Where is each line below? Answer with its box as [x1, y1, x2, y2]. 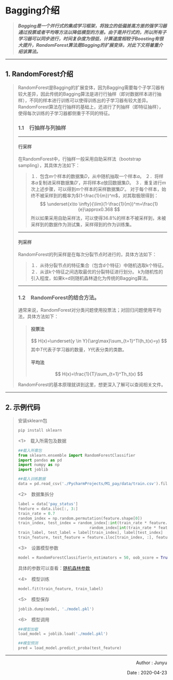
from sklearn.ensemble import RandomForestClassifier [17, 453, 136, 458]
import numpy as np [17, 462, 60, 468]
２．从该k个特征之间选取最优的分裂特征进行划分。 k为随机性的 [30, 269, 163, 275]
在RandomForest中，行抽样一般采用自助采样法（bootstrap [17, 156, 141, 162]
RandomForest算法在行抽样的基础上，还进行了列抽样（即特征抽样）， [17, 103, 164, 110]
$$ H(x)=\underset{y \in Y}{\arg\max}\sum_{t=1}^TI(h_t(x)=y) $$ [31, 337, 167, 344]
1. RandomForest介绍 [5, 70, 73, 79]
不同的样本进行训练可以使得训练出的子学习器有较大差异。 [29, 97, 151, 103]
